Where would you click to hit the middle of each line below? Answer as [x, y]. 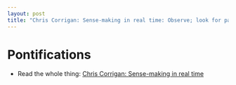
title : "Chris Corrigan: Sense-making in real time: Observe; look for [114, 20]
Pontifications [49, 55]
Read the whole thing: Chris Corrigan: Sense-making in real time [111, 74]
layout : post [26, 14]
